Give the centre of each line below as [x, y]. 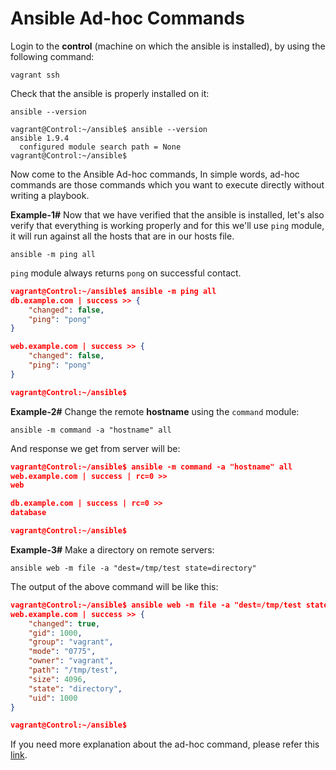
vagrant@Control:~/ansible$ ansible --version [109, 129]
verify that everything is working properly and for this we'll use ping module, [167, 225]
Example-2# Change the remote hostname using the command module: [155, 411]
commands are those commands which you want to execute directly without [167, 184]
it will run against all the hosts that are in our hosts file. [122, 236]
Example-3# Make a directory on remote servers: [112, 549]
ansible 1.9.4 [40, 138]
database [28, 513]
